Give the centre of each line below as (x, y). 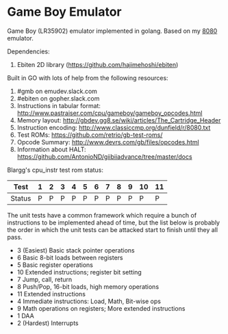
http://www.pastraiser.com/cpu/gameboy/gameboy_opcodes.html (110, 113)
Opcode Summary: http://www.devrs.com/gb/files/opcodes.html (108, 142)
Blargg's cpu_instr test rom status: (55, 170)
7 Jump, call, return (45, 279)
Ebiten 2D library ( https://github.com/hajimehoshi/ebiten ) (98, 64)
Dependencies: (28, 51)
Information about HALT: (52, 149)
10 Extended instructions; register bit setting (79, 272)
